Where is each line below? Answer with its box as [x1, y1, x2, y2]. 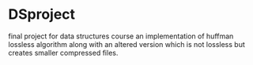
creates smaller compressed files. [8, 48, 119, 57]
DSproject [8, 5, 76, 23]
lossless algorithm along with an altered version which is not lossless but [8, 39, 245, 49]
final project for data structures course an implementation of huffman [8, 31, 234, 41]
